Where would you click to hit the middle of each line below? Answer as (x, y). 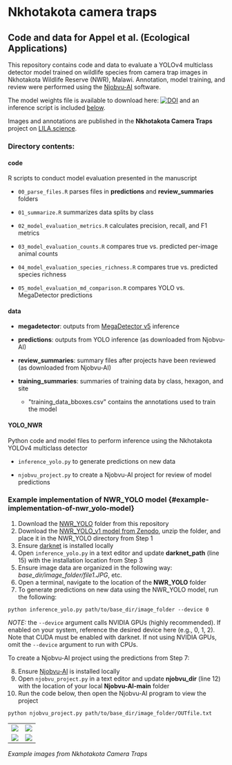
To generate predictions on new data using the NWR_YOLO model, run (118, 589)
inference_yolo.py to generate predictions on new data (96, 461)
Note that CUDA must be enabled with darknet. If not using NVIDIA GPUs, (112, 637)
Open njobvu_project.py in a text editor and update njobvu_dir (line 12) (119, 679)
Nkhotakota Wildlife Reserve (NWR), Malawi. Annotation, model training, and (116, 79)
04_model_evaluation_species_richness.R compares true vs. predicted (118, 267)
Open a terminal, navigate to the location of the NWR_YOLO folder (112, 582)
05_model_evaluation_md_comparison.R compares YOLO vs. (101, 288)
